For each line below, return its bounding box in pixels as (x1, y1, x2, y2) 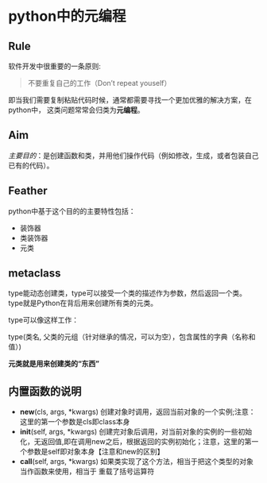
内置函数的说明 (8, 384, 82, 398)
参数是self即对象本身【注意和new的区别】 (26, 446, 164, 457)
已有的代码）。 (8, 160, 54, 170)
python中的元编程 (8, 7, 126, 25)
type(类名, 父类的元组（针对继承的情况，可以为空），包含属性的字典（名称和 (8, 332, 256, 342)
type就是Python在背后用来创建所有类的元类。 (8, 299, 157, 308)
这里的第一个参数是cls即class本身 (19, 417, 130, 427)
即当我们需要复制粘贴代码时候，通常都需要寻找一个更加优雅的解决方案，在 (8, 95, 252, 104)
